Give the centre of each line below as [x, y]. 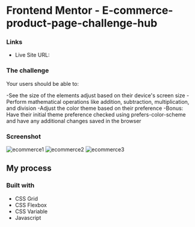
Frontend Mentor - [53, 11]
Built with [20, 186]
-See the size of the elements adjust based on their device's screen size [96, 95]
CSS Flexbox [31, 205]
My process [29, 168]
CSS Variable [31, 211]
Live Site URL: [32, 55]
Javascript [28, 217]
